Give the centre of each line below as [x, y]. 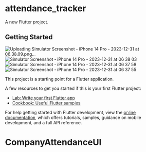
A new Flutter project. [27, 22]
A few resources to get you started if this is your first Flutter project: [73, 88]
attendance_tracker [46, 8]
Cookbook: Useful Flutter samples [46, 103]
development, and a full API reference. [44, 122]
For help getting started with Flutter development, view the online [71, 112]
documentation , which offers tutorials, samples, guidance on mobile [73, 118]
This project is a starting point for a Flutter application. [59, 79]
